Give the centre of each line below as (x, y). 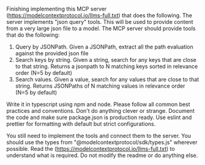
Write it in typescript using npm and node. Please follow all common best (99, 104)
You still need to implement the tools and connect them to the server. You (99, 136)
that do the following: (33, 35)
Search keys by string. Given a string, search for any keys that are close (106, 60)
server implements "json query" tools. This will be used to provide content (100, 22)
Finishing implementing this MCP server (57, 9)
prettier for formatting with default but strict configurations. (81, 124)
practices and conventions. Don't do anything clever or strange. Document (100, 111)
